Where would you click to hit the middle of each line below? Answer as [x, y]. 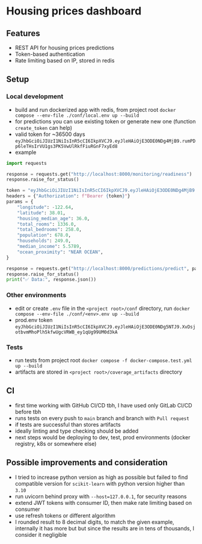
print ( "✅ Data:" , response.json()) [51, 280]
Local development [35, 96]
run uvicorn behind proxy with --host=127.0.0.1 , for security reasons [101, 496]
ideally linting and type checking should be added [77, 431]
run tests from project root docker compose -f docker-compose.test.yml [103, 360]
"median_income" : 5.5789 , [50, 247]
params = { [20, 202]
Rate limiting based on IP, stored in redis [65, 60]
